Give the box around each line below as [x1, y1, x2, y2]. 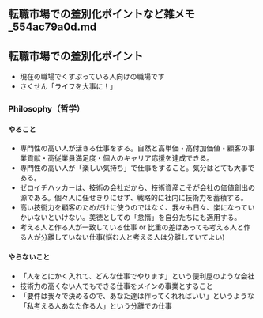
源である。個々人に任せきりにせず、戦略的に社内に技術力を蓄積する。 [19, 193, 248, 203]
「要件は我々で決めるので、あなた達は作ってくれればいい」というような [19, 291, 255, 301]
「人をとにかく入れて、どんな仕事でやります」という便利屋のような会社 [19, 271, 255, 281]
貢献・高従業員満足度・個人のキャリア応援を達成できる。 [26, 153, 214, 163]
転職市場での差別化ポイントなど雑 [8, 7, 175, 21]
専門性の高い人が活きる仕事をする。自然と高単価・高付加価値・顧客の [19, 143, 249, 153]
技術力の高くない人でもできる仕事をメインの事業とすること [19, 281, 213, 290]
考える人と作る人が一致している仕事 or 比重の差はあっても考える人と [19, 222, 244, 232]
